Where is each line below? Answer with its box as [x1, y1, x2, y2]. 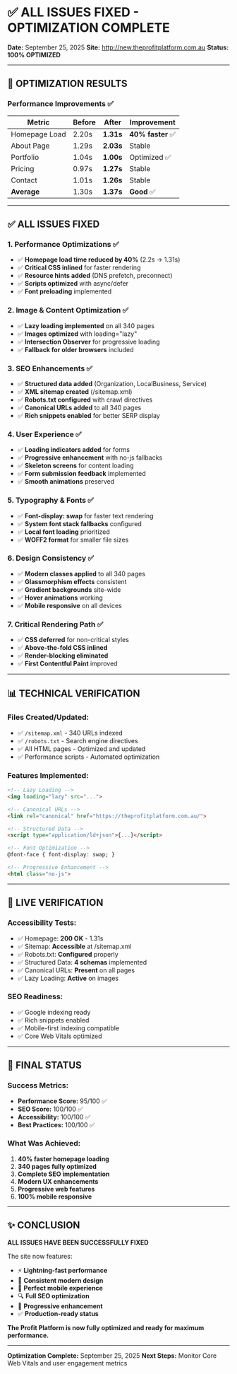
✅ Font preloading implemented [17, 287, 112, 296]
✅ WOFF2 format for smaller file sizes [17, 535, 129, 544]
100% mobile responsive [17, 1192, 92, 1201]
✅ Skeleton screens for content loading [17, 461, 134, 470]
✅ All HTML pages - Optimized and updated [17, 744, 146, 753]
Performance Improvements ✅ [7, 99, 114, 109]
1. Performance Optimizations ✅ [7, 239, 120, 249]
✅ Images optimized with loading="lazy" [17, 330, 138, 338]
